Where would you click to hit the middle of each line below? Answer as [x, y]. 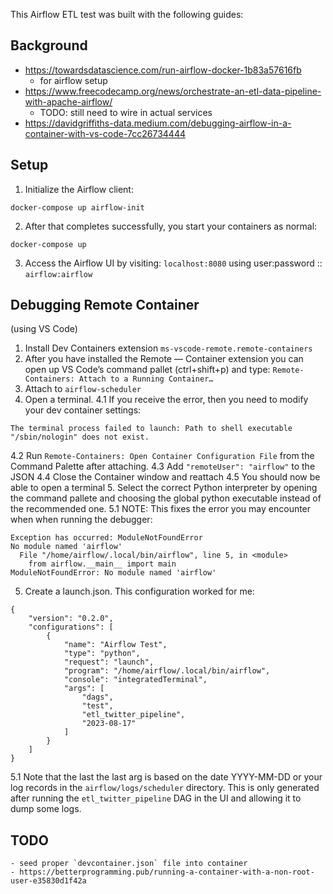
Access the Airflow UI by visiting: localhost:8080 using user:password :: [173, 263]
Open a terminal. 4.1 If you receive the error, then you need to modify [166, 400]
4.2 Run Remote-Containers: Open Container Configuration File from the [162, 456]
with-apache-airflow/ [68, 101]
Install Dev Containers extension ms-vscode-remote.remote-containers [168, 348]
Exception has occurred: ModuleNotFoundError [106, 538]
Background [49, 45]
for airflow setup [73, 80]
